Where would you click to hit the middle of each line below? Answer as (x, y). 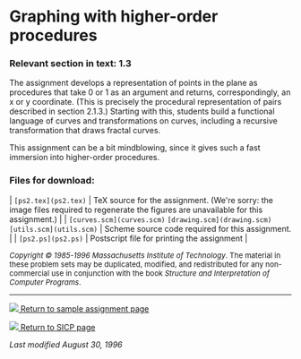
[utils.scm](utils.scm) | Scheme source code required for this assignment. (150, 228)
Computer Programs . (45, 282)
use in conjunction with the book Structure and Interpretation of (160, 273)
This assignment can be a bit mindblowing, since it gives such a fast (135, 148)
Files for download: (52, 181)
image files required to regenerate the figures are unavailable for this (136, 209)
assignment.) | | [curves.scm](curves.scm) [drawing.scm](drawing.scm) (141, 219)
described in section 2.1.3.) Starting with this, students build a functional (142, 111)
